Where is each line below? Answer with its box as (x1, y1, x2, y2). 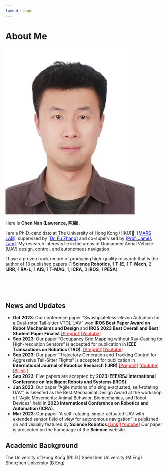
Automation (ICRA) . (12, 405, 54, 412)
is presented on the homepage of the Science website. (12, 427, 126, 433)
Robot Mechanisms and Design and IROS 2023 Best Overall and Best (12, 325, 159, 331)
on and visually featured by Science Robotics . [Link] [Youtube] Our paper (12, 421, 163, 427)
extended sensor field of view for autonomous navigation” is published (12, 416, 159, 422)
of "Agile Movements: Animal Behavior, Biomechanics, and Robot (12, 395, 147, 401)
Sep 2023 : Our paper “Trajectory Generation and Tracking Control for (12, 352, 157, 358)
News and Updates (5, 301, 66, 310)
